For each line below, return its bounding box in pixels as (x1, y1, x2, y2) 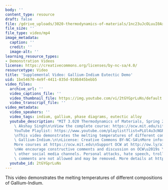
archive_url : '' (9, 86, 43, 91)
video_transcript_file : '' (9, 100, 66, 105)
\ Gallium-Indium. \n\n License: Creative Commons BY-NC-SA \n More (14, 137, 151, 142)
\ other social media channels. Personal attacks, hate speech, (14, 151, 151, 156)
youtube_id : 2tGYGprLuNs (9, 160, 61, 165)
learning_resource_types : (5, 53, 59, 59)
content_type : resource (5, 12, 55, 17)
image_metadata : (5, 35, 39, 40)
